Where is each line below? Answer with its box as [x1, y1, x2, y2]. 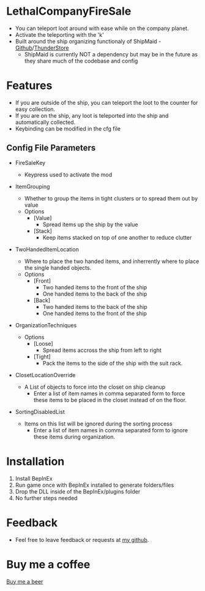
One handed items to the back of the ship [42, 290, 147, 297]
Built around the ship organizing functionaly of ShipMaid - [15, 37, 162, 45]
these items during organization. [33, 433, 115, 440]
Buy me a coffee [6, 557, 91, 571]
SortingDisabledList [15, 408, 65, 415]
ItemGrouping [15, 183, 50, 190]
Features [6, 78, 53, 93]
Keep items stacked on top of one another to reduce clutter [42, 234, 192, 241]
